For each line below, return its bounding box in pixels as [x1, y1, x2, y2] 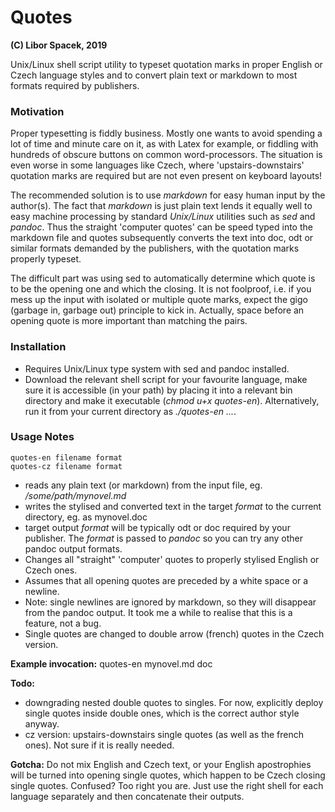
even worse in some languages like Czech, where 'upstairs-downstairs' [10, 159, 305, 171]
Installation [10, 340, 67, 354]
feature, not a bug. [24, 617, 102, 629]
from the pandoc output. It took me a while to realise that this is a [24, 606, 293, 618]
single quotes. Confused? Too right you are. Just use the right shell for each [10, 779, 324, 791]
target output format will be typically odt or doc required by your [24, 521, 291, 533]
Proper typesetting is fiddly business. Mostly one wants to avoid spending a [10, 127, 323, 140]
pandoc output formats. [24, 542, 123, 555]
